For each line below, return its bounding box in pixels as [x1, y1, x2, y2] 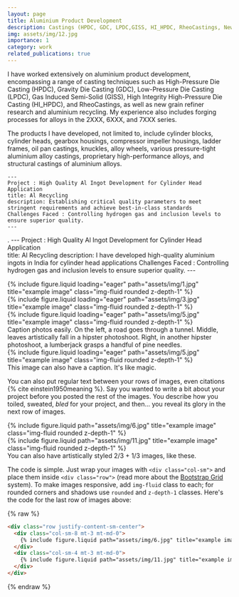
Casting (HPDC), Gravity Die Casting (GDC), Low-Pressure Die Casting [7, 85, 215, 93]
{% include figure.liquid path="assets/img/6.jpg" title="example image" [7, 421, 217, 429]
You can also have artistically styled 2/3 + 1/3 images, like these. [7, 451, 197, 460]
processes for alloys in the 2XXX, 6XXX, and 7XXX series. [7, 115, 177, 123]
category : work [7, 44, 53, 51]
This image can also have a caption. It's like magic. [7, 363, 156, 372]
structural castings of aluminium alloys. [7, 159, 122, 168]
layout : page [7, 10, 46, 18]
